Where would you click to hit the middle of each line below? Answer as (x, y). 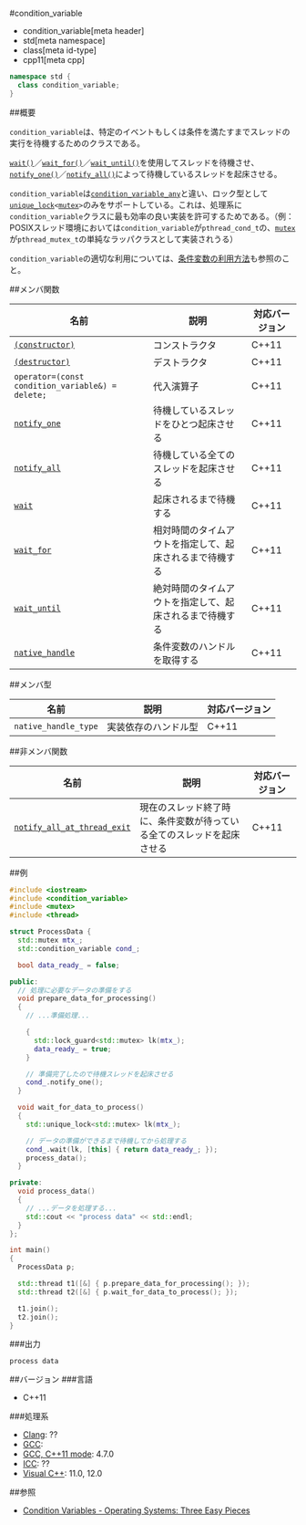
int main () (30, 1250)
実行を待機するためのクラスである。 (77, 143)
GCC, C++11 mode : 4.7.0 (68, 1454)
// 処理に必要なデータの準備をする (75, 990)
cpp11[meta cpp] (53, 60)
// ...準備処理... (58, 1016)
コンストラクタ (185, 345)
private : (26, 1183)
